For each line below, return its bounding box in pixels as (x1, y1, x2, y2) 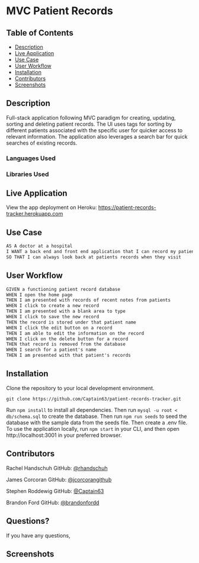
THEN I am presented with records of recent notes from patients (6, 298, 171, 303)
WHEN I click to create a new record (6, 303, 99, 309)
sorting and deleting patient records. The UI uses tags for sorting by (6, 120, 172, 127)
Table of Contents (6, 28, 74, 38)
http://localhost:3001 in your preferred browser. (6, 431, 123, 439)
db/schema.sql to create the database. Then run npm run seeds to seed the (6, 412, 188, 420)
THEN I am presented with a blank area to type (6, 308, 126, 315)
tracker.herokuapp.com (6, 210, 63, 217)
